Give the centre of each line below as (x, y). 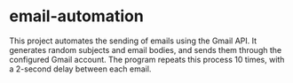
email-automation (76, 16)
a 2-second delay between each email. (80, 69)
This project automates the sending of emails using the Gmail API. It (133, 41)
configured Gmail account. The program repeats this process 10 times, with (147, 59)
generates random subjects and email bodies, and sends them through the (146, 49)
